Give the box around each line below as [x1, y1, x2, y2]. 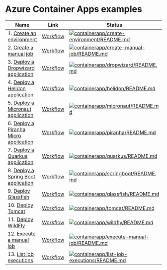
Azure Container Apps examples [5, 3, 143, 15]
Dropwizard [7, 65, 35, 71]
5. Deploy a [7, 99, 35, 106]
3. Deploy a [7, 58, 35, 65]
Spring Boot [7, 173, 36, 180]
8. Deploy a [7, 167, 35, 174]
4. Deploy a [7, 78, 35, 85]
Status [106, 21, 123, 28]
